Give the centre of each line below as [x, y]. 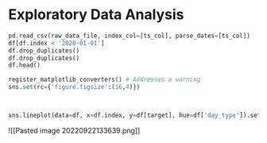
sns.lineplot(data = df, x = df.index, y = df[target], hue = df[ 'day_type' [124, 116]
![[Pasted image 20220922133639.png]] [74, 130]
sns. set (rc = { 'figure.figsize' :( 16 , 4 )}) [74, 87]
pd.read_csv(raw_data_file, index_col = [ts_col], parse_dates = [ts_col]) [129, 36]
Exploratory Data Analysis [96, 15]
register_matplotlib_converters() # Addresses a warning [104, 80]
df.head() [25, 65]
